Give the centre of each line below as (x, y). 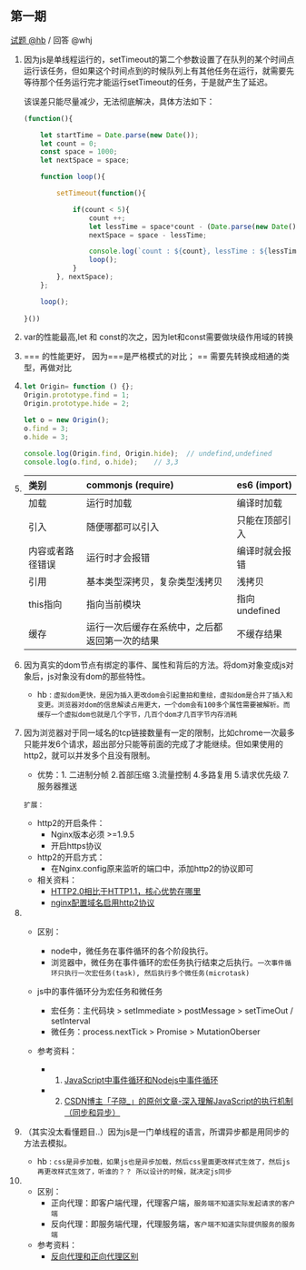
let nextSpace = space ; (85, 161)
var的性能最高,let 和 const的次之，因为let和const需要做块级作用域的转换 (158, 337)
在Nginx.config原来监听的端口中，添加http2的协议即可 (152, 869)
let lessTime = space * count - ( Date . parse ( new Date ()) (194, 227)
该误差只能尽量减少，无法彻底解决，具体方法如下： (119, 101)
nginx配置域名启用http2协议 (103, 902)
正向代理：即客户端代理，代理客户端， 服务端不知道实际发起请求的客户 (173, 1203)
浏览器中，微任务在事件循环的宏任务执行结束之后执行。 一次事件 (168, 963)
